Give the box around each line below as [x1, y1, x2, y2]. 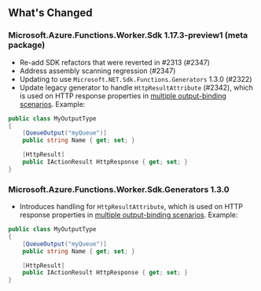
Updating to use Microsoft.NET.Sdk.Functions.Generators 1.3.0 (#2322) [19, 74, 252, 83]
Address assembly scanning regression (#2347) [19, 66, 176, 76]
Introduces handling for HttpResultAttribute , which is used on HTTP [19, 202, 244, 212]
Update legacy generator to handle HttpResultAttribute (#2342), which [19, 83, 254, 92]
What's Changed [8, 6, 93, 20]
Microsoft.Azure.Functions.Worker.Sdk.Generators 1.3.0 [8, 184, 230, 195]
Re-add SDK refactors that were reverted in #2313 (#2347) [19, 57, 211, 67]
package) [8, 39, 46, 50]
